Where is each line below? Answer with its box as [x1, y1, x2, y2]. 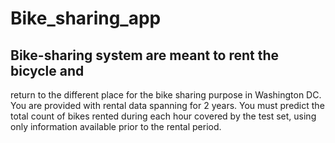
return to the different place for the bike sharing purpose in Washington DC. [10, 89, 322, 101]
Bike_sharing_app [10, 7, 162, 30]
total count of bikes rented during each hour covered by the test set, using [10, 110, 317, 122]
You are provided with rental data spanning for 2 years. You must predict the [10, 100, 325, 111]
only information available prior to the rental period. [10, 121, 222, 132]
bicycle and [10, 62, 85, 79]
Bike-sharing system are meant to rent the [10, 47, 280, 64]
